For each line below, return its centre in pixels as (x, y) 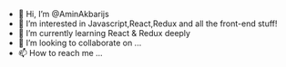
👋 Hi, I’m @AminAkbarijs (63, 14)
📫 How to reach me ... (60, 53)
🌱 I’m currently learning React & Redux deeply (104, 33)
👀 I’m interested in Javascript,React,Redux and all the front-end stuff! (148, 24)
